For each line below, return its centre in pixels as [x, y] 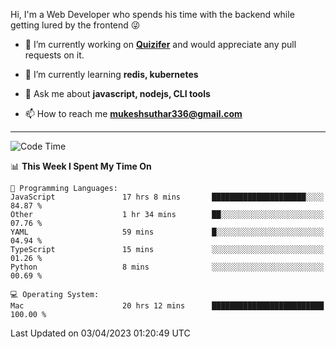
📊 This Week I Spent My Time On [81, 166]
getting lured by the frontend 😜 [75, 25]
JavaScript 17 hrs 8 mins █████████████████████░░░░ [167, 197]
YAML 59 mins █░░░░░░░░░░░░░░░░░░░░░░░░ [167, 232]
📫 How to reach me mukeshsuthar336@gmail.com [133, 113]
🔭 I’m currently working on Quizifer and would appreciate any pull [160, 44]
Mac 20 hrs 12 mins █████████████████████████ [167, 306]
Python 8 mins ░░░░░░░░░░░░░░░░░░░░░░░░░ [167, 267]
